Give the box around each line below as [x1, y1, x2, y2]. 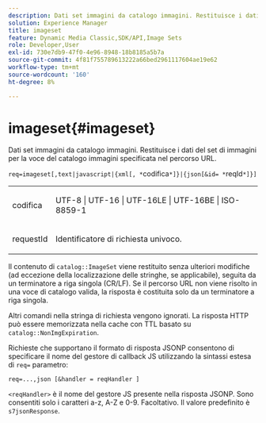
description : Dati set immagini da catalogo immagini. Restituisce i [8, 11, 243, 20]
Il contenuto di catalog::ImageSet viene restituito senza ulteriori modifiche [8, 262, 251, 271]
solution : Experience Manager [8, 19, 108, 27]
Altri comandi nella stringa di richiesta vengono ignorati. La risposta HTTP [8, 311, 249, 321]
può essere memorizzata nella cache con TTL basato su [8, 319, 192, 329]
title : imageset [8, 26, 62, 34]
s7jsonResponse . [8, 406, 61, 416]
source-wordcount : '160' [8, 71, 90, 79]
